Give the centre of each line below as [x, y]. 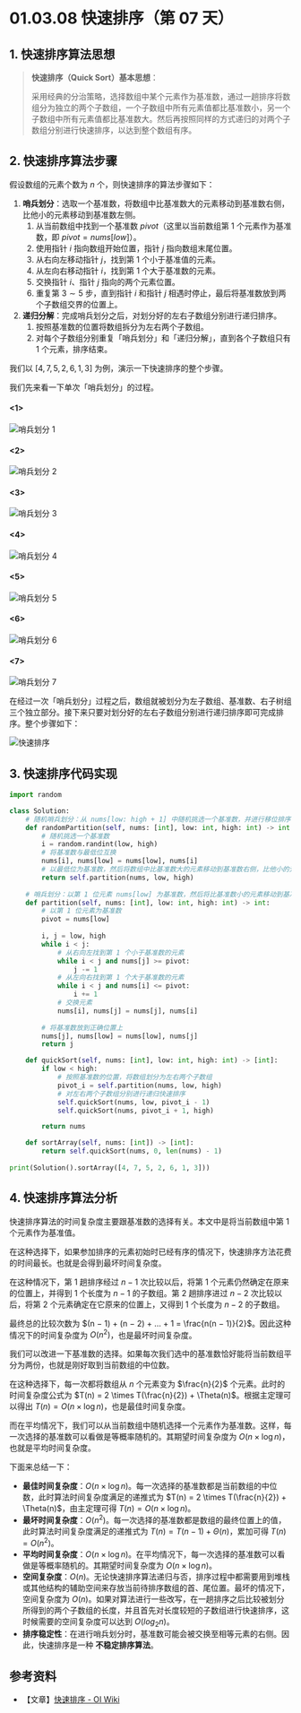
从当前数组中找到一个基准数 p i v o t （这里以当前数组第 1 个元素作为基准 [163, 226]
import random [36, 795]
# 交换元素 [74, 1003]
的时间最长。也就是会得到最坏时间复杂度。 [88, 1263]
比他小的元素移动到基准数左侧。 [81, 214]
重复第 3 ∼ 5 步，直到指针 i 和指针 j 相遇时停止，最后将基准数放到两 [161, 293]
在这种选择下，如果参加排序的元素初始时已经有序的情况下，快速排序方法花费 [150, 1251]
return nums [64, 1127]
